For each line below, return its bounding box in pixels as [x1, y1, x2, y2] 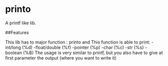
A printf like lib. [5, 20, 37, 26]
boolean [5, 50, 23, 56]
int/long [5, 44, 21, 50]
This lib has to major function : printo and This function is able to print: [5, 39, 150, 45]
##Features [5, 29, 29, 35]
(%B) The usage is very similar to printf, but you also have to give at [23, 50, 163, 56]
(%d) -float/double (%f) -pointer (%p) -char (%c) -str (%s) [22, 44, 144, 50]
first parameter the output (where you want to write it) [5, 55, 117, 61]
